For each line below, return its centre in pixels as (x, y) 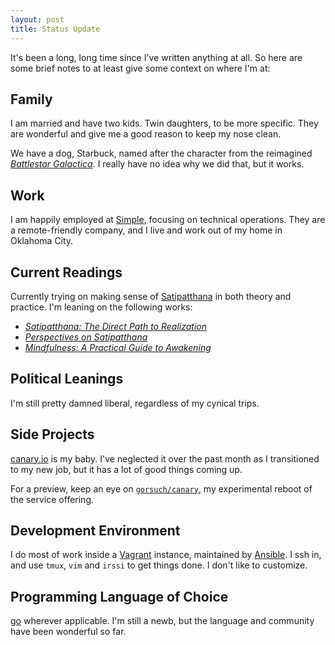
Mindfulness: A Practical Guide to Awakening (118, 347)
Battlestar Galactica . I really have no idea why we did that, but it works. (157, 164)
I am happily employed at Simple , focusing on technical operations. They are (168, 220)
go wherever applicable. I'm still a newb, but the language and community (162, 621)
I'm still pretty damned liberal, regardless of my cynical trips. (135, 403)
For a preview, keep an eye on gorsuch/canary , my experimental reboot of (161, 488)
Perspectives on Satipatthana (86, 337)
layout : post (37, 19)
